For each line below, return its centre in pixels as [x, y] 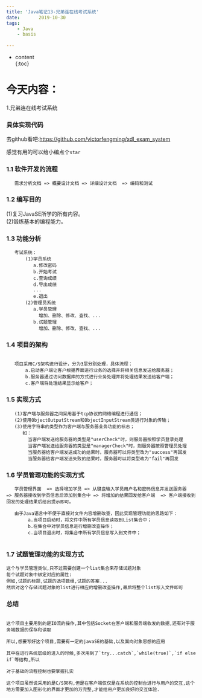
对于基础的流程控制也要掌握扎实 [40, 671]
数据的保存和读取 [33, 630]
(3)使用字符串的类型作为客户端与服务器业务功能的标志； [74, 427]
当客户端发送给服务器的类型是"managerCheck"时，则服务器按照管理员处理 [107, 446]
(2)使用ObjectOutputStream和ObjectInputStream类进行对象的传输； [93, 420]
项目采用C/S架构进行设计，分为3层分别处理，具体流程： [74, 364]
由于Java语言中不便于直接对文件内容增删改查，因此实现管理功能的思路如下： [96, 514]
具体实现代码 [25, 124]
